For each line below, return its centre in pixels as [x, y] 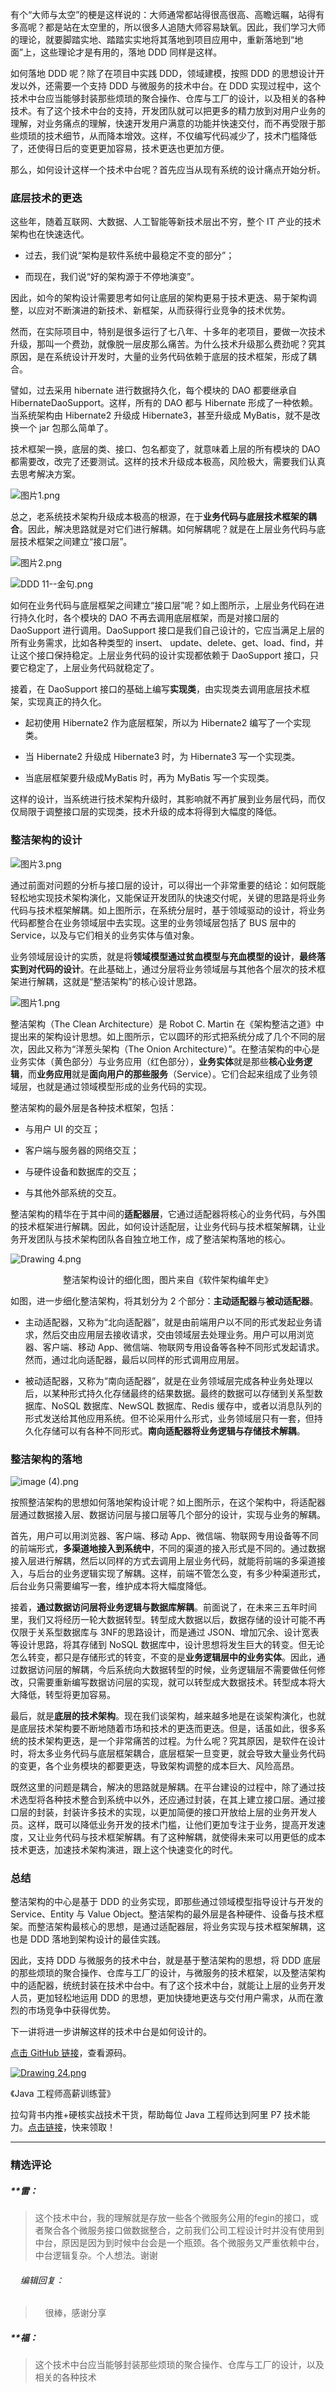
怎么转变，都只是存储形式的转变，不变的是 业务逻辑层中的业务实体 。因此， [163, 1657]
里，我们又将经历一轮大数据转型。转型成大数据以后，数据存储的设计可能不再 [168, 1619]
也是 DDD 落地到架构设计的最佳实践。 [88, 1939]
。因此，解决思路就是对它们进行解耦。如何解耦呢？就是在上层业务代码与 [168, 529]
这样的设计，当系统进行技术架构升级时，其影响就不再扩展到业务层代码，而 [163, 799]
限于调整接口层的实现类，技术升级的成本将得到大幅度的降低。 [154, 812]
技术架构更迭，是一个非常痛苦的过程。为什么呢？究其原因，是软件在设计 [176, 1740]
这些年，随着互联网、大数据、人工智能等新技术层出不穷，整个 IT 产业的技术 [166, 222]
